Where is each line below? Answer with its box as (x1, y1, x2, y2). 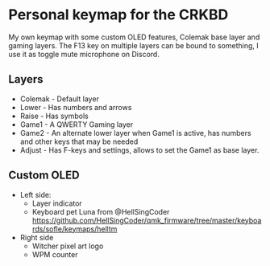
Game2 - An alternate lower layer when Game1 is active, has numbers (19, 128, 251, 137)
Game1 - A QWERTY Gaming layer (19, 119, 134, 129)
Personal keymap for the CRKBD (8, 6, 229, 24)
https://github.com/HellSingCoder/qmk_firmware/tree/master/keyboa (31, 215, 262, 225)
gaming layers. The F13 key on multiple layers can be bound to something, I (8, 40, 260, 50)
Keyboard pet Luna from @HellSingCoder (31, 207, 170, 216)
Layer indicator (31, 198, 82, 208)
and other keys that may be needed (19, 137, 139, 146)
